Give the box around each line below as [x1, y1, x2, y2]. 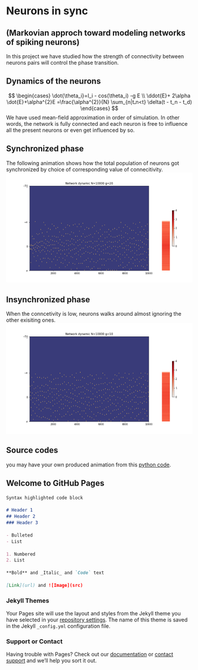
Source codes [6, 445, 59, 455]
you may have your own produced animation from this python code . [6, 461, 171, 468]
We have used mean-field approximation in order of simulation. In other [6, 114, 180, 121]
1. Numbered [6, 551, 35, 557]
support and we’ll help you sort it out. [6, 657, 97, 664]
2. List [6, 557, 25, 563]
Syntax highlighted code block [6, 494, 83, 501]
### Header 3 [6, 520, 38, 526]
